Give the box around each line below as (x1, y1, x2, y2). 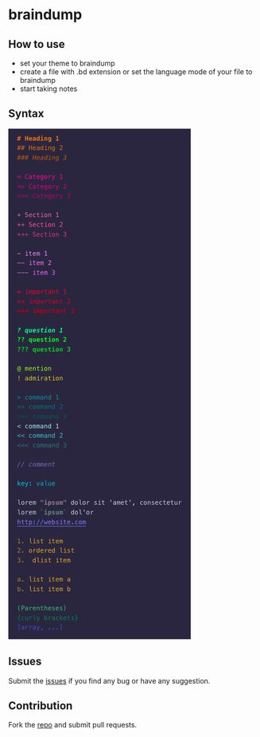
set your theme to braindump (19, 58, 115, 68)
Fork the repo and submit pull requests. (8, 720, 138, 730)
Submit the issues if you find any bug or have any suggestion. (8, 676, 211, 685)
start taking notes (19, 84, 78, 93)
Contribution (8, 700, 73, 713)
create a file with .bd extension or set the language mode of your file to (19, 67, 253, 77)
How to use (8, 37, 65, 51)
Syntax (8, 107, 45, 120)
